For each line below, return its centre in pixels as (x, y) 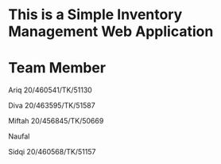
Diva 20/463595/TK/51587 (52, 106)
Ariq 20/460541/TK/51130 (50, 90)
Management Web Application (111, 31)
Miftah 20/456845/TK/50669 (56, 121)
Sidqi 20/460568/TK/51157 (52, 152)
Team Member (57, 68)
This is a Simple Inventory (95, 15)
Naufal (19, 136)
